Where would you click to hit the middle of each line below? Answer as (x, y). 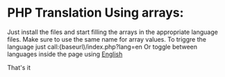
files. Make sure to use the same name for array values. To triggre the (107, 39)
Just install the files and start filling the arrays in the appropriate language (113, 32)
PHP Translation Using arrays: (95, 13)
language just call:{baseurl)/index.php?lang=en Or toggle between (102, 46)
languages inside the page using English (65, 54)
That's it (19, 67)
